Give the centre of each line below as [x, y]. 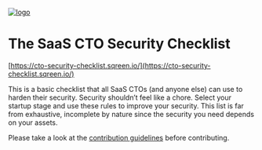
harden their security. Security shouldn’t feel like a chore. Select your [120, 97]
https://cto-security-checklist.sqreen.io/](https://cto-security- [111, 65]
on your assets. [33, 123]
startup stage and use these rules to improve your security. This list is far [126, 105]
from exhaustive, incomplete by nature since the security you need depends [131, 114]
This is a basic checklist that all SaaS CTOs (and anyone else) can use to [126, 89]
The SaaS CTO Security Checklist [120, 44]
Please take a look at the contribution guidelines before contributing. [119, 137]
